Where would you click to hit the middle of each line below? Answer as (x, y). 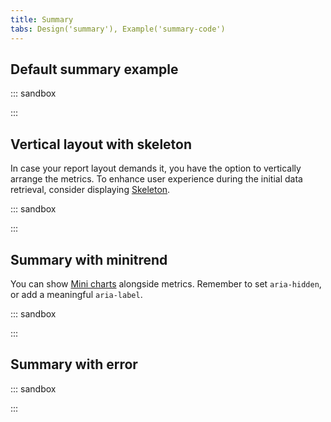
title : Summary (42, 19)
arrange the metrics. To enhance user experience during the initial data (156, 179)
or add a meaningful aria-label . (76, 294)
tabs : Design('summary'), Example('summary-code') (118, 29)
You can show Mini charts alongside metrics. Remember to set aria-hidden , (166, 283)
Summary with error (74, 364)
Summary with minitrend (89, 259)
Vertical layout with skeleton (101, 144)
